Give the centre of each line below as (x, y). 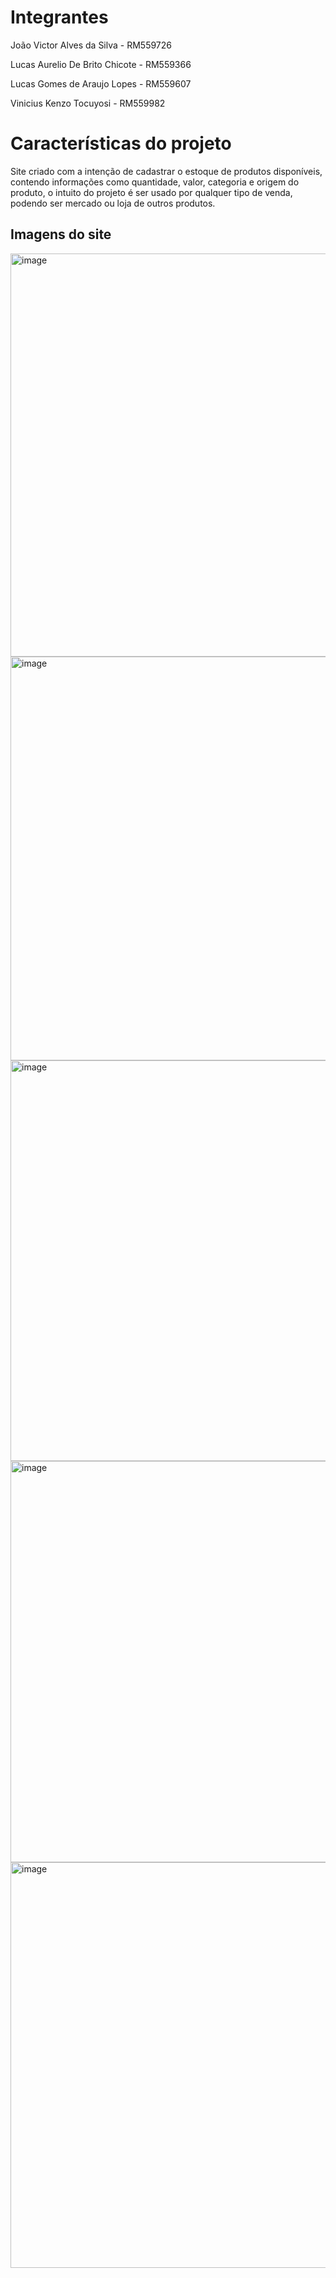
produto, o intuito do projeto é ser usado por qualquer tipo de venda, (151, 192)
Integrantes (59, 17)
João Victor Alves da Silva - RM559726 (91, 45)
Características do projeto (121, 143)
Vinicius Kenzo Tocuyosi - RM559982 (88, 103)
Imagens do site (61, 234)
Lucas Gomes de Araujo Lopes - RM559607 (101, 83)
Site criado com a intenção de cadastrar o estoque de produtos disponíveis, (166, 171)
